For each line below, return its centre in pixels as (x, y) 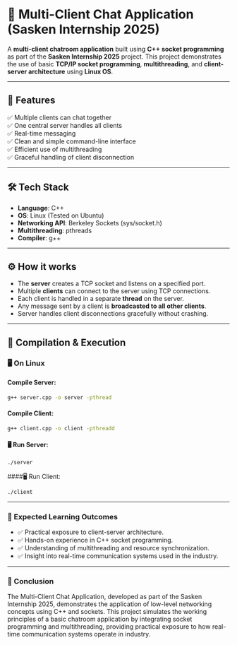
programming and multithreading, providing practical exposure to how (109, 627)
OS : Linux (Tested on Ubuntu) (61, 215)
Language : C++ (41, 208)
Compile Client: (31, 413)
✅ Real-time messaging (42, 133)
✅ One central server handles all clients (65, 125)
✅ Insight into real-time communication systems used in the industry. (118, 556)
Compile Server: (32, 383)
